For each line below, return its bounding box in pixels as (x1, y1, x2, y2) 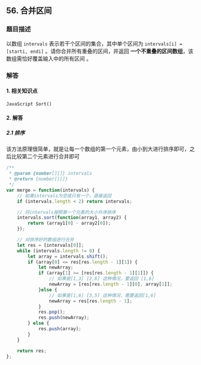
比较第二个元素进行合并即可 (11, 153, 80, 160)
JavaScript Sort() (6, 101, 52, 107)
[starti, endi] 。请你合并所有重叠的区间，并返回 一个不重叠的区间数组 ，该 (6, 47, 194, 55)
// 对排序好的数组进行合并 (17, 237, 74, 243)
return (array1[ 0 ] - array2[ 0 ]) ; (28, 221, 111, 227)
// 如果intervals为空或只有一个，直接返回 (17, 192, 112, 199)
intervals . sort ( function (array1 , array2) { (17, 215, 127, 221)
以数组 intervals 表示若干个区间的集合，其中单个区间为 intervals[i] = (6, 40, 182, 47)
